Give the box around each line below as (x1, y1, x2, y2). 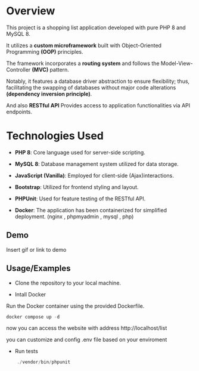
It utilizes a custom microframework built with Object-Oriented (6, 42, 162, 49)
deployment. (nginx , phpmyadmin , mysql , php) (14, 213, 134, 220)
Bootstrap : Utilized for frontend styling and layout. (14, 183, 139, 190)
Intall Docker (14, 290, 46, 298)
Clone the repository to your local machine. (14, 279, 121, 286)
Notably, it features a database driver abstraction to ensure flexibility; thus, (6, 78, 189, 85)
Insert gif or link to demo (6, 246, 67, 253)
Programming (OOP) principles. (6, 48, 83, 55)
